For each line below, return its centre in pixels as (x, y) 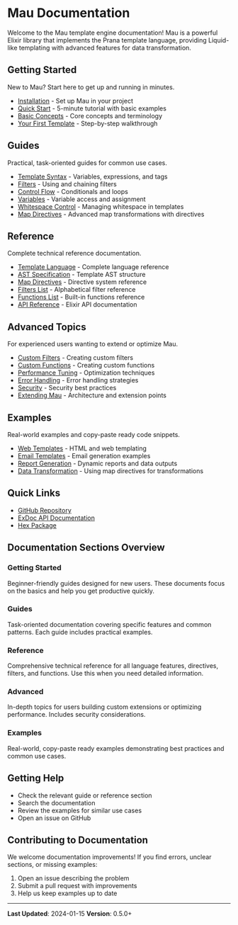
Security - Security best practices (67, 388)
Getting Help (36, 778)
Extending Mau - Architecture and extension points (92, 395)
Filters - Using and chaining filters (67, 184)
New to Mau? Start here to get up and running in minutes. (91, 87)
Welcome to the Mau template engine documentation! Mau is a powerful (113, 33)
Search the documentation (56, 802)
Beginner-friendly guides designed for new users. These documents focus (116, 583)
